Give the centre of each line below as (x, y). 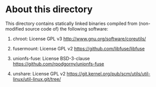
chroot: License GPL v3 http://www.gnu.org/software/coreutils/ (79, 39)
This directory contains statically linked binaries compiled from (72, 23)
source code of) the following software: (66, 28)
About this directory (49, 9)
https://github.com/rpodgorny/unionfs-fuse (58, 64)
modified (15, 28)
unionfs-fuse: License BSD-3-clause (51, 58)
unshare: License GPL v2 (39, 74)
